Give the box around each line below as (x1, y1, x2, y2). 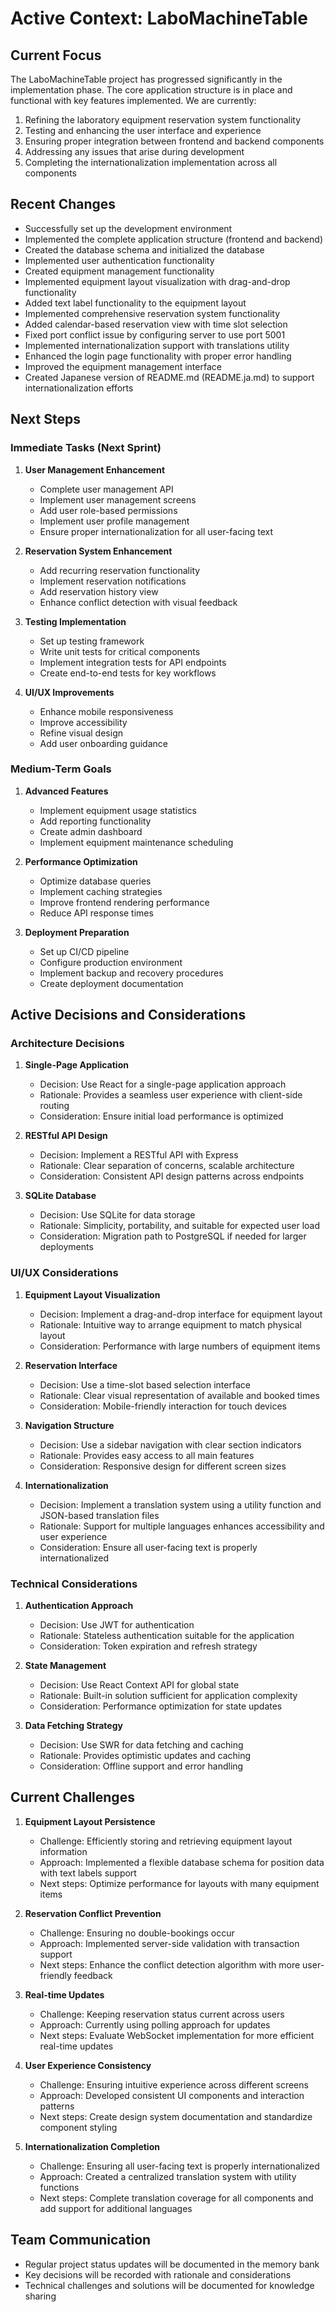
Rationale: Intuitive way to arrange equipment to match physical (39, 1318, 302, 1331)
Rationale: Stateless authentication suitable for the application (39, 1630, 295, 1642)
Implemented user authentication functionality (24, 254, 215, 266)
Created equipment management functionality (24, 265, 215, 277)
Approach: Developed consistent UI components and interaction (39, 2089, 305, 2101)
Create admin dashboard (39, 825, 143, 837)
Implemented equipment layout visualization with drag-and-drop (24, 275, 291, 287)
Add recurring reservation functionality (39, 564, 201, 576)
